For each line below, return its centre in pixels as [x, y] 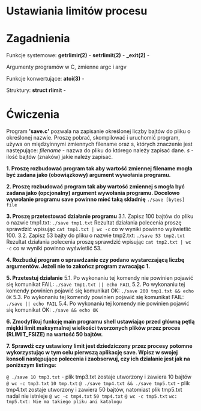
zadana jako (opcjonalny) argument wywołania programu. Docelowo [93, 193]
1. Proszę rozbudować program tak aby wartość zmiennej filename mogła [100, 168]
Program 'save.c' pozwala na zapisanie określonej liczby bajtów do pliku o [98, 131]
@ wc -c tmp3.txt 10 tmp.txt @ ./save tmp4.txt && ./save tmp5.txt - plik [98, 383]
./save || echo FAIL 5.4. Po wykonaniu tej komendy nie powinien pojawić [98, 304]
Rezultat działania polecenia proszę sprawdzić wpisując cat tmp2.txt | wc [99, 242]
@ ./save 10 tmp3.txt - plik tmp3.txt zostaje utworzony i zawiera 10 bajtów [99, 377]
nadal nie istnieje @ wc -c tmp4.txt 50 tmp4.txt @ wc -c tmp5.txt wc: [92, 396]
